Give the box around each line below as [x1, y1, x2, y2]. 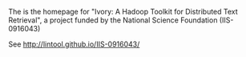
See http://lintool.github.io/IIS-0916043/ [8, 39, 140, 49]
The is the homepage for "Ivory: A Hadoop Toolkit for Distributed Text [8, 7, 238, 16]
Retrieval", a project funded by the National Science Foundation [8, 15, 218, 25]
